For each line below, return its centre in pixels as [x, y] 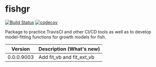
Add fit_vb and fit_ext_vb [66, 57]
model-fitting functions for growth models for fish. [56, 37]
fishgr [18, 9]
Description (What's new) [69, 49]
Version [21, 49]
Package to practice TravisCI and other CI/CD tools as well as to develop [78, 32]
